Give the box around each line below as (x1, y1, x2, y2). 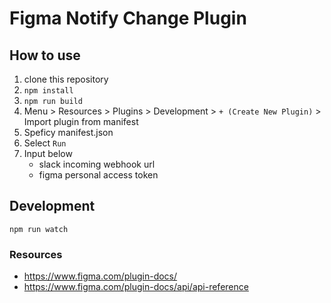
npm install (23, 86, 74, 96)
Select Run (23, 137, 67, 149)
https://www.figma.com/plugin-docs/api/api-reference (23, 281, 249, 293)
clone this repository (23, 73, 109, 85)
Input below (23, 148, 73, 159)
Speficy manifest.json (23, 127, 114, 138)
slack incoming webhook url (38, 158, 156, 170)
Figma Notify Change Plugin (9, 7, 247, 30)
